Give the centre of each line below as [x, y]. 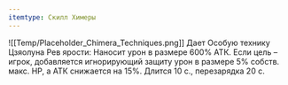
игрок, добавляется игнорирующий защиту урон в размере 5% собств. [144, 61]
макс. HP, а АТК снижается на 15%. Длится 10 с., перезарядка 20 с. [136, 71]
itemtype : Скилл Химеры [52, 17]
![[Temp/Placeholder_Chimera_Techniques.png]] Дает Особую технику [140, 42]
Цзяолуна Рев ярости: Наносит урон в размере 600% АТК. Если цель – [143, 52]
